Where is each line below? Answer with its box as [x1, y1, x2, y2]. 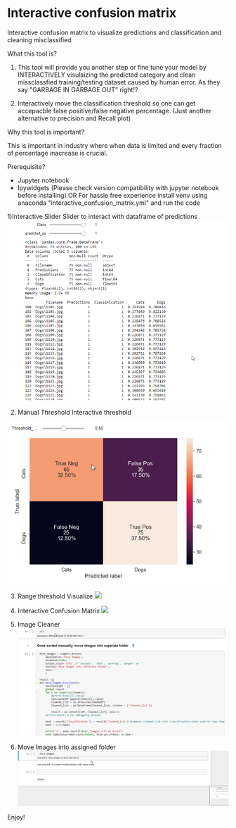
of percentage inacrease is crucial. [7, 149, 108, 157]
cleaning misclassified [7, 35, 72, 44]
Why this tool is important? [7, 127, 85, 136]
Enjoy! [7, 813, 26, 822]
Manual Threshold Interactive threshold [17, 408, 132, 417]
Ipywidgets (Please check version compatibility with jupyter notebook [17, 183, 219, 192]
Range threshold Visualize [17, 591, 93, 600]
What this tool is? [7, 49, 58, 58]
